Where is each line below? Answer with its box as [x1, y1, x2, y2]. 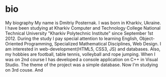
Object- [139, 36, 155, 41]
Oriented [5, 40, 23, 46]
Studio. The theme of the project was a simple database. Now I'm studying [5, 62, 158, 68]
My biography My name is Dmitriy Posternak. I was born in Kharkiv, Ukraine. [5, 20, 162, 26]
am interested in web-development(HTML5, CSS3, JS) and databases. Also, [5, 46, 161, 52]
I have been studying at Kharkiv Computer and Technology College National [5, 25, 161, 31]
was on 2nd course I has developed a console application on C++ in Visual [5, 56, 158, 62]
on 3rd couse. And [5, 67, 43, 73]
